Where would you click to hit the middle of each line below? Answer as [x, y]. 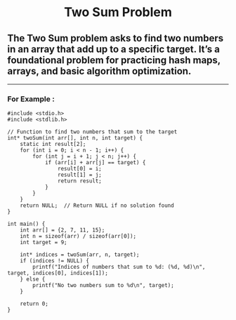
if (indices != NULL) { [55, 261]
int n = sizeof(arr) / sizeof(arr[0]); [78, 236]
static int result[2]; [53, 145]
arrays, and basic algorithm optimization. [99, 71]
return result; [79, 181]
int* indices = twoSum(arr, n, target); [80, 255]
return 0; [34, 304]
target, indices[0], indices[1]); [58, 273]
